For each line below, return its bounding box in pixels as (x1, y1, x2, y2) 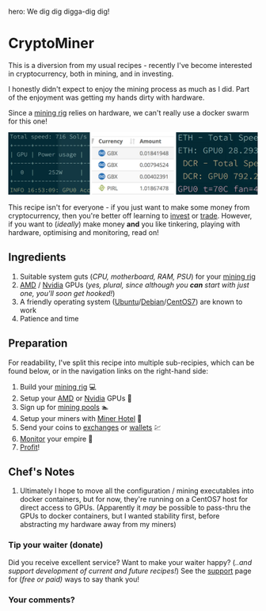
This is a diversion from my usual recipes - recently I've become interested (8, 60, 253, 70)
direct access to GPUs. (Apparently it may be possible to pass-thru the (19, 503, 251, 513)
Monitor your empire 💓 (19, 434, 93, 443)
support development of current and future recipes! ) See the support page (8, 566, 252, 575)
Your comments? (8, 594, 75, 605)
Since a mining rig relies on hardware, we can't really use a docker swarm (8, 108, 249, 117)
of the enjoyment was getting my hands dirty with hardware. (8, 93, 205, 102)
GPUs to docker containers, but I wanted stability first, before (19, 511, 220, 521)
